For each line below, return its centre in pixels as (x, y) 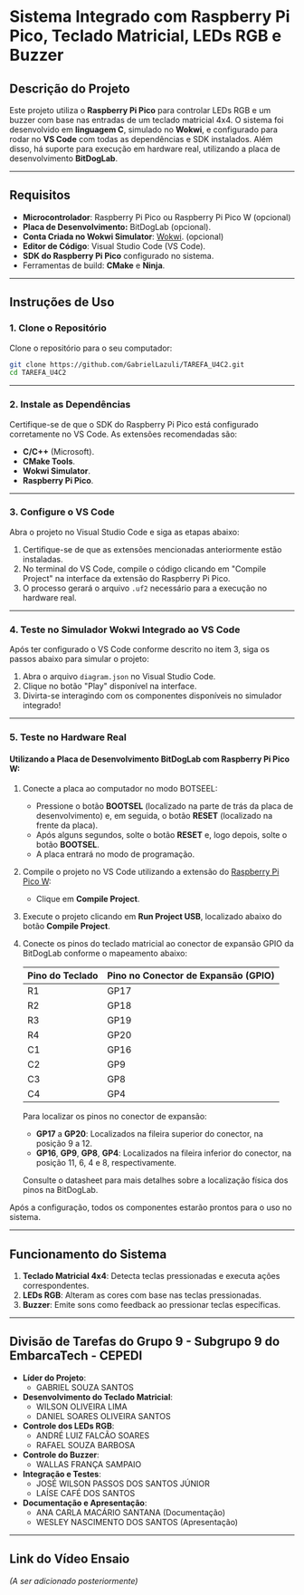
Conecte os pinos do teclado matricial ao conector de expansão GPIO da (158, 944)
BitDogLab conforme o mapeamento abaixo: (105, 954)
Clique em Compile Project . (88, 899)
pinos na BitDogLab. (60, 1190)
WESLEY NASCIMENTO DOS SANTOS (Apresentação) (137, 1522)
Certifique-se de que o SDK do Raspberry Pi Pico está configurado (134, 424)
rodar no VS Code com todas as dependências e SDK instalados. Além (141, 139)
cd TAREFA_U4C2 (38, 373)
